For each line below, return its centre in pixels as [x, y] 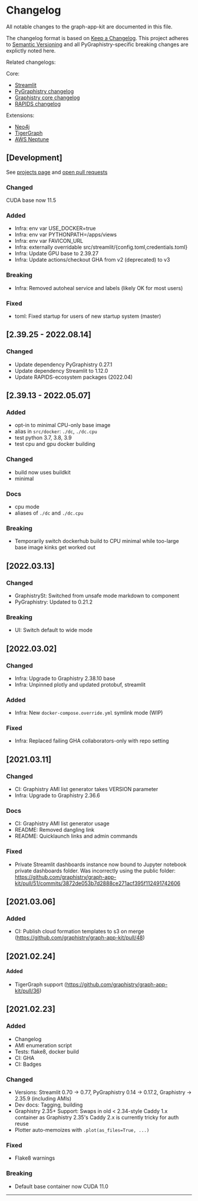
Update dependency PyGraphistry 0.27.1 [63, 364]
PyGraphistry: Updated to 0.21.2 [54, 602]
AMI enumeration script [43, 1045]
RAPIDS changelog [37, 103]
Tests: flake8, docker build [47, 1052]
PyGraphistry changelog [44, 91]
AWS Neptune [32, 139]
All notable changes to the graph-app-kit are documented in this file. [89, 27]
